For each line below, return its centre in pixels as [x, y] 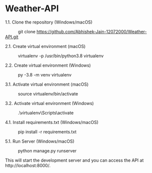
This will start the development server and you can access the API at [74, 160]
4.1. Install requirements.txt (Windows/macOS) [52, 122]
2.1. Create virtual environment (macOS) [45, 46]
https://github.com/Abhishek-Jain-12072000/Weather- [92, 31]
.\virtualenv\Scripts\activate [46, 113]
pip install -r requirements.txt [47, 132]
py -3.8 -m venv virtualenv [45, 74]
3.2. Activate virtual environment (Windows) [50, 103]
